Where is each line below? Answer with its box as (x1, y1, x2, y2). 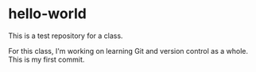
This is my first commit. (8, 55, 85, 64)
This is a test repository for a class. (8, 31, 123, 40)
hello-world (8, 5, 87, 23)
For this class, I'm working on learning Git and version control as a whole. (8, 46, 249, 55)
